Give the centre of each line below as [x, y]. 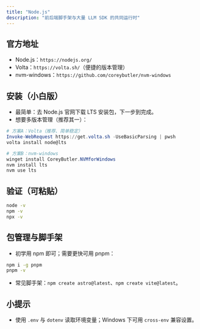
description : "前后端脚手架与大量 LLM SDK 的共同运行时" [73, 18]
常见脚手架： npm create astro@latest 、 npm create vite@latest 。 [98, 283]
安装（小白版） [34, 96]
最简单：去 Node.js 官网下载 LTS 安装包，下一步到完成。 [86, 112]
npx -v [15, 217]
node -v [16, 206]
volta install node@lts [37, 142]
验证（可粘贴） [34, 191]
